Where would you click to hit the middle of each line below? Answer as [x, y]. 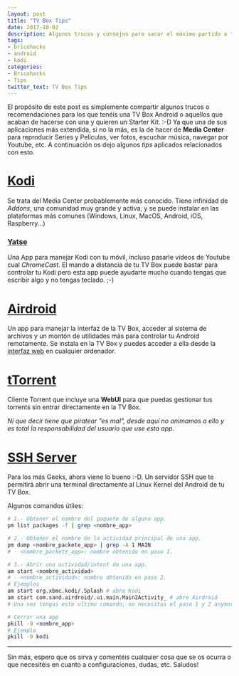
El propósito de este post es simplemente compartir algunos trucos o [108, 107]
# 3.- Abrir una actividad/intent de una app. [78, 564]
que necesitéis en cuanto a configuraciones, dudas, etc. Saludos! [103, 665]
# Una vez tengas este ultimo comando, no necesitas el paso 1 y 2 [110, 604]
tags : [15, 41]
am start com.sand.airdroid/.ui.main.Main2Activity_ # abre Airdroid [113, 598]
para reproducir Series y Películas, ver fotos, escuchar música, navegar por [118, 137]
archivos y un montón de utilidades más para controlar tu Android [103, 336]
